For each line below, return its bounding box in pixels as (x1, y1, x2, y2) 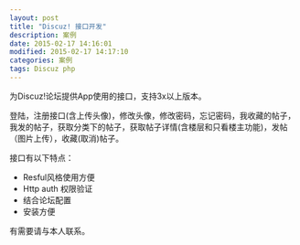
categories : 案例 (9, 56, 73, 65)
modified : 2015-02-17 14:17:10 (9, 48, 129, 57)
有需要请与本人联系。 (9, 225, 90, 236)
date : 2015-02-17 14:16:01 (9, 38, 112, 48)
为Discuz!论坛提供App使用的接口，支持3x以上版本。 (9, 91, 208, 101)
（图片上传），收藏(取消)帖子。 (9, 133, 124, 144)
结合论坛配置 (22, 194, 71, 206)
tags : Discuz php (9, 65, 76, 74)
